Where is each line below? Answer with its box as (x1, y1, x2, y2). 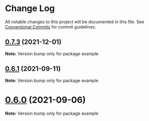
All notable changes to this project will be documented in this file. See (5, 19, 145, 25)
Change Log (5, 3, 55, 14)
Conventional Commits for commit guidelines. (5, 24, 96, 29)
